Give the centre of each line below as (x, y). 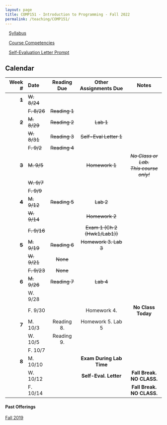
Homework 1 (101, 165)
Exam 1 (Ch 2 (101, 228)
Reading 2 (62, 123)
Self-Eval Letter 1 (101, 137)
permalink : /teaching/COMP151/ (38, 19)
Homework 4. (102, 310)
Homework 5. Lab (102, 322)
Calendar (20, 68)
